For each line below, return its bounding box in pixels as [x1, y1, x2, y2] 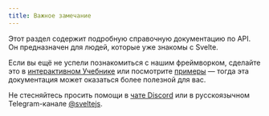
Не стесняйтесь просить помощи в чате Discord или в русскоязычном [8, 90, 251, 100]
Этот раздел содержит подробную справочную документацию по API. [8, 34, 251, 43]
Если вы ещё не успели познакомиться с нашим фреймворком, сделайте [8, 58, 261, 67]
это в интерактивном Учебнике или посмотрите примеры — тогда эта [8, 66, 249, 76]
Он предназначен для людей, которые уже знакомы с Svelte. [8, 42, 218, 52]
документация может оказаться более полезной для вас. [8, 74, 206, 84]
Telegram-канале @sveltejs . [8, 98, 103, 108]
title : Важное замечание [8, 11, 92, 20]
